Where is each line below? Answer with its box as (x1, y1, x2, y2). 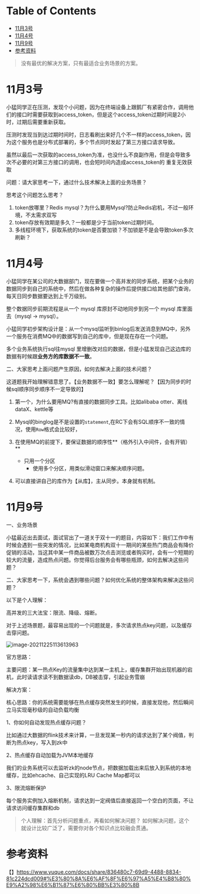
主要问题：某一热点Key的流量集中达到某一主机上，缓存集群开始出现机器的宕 (6, 665, 193, 673)
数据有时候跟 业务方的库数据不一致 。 (6, 352, 95, 360)
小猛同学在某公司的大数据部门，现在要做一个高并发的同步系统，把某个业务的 (6, 277, 194, 285)
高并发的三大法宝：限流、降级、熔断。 (6, 609, 100, 616)
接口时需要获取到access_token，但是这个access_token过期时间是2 (16, 111, 181, 118)
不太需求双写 (25, 211, 57, 218)
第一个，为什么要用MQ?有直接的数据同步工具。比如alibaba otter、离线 (14, 398, 187, 405)
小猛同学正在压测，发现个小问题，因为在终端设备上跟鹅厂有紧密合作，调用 (6, 103, 189, 111)
